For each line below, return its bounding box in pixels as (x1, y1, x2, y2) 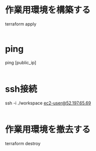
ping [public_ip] (5, 59, 37, 65)
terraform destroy (5, 140, 40, 146)
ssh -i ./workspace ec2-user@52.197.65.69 (5, 100, 91, 106)
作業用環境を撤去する (5, 124, 91, 135)
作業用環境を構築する (5, 4, 91, 16)
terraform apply (5, 21, 37, 27)
